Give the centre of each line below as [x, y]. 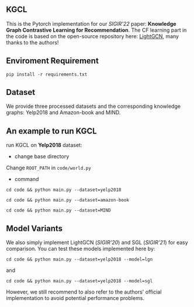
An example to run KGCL [52, 131]
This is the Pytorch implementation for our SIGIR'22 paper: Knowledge [91, 23]
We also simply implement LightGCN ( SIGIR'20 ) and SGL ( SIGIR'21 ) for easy [97, 243]
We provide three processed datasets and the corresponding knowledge [93, 106]
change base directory [42, 156]
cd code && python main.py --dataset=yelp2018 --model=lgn [79, 260]
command [27, 179]
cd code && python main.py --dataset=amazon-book [68, 200]
